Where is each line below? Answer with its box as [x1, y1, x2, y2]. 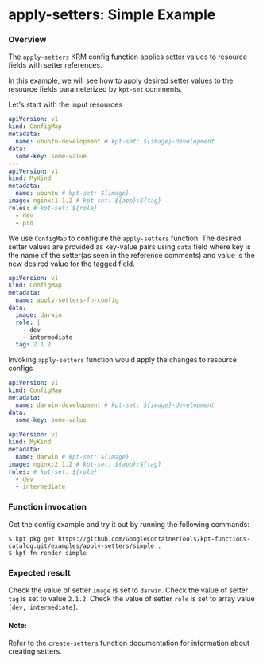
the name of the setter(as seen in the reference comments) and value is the [8, 250, 256, 260]
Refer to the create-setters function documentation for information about [8, 639, 250, 648]
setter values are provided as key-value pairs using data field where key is [8, 241, 252, 252]
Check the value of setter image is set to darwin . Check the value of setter [8, 585, 249, 595]
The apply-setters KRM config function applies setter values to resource [8, 52, 248, 61]
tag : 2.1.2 [15, 341, 52, 349]
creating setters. [8, 646, 62, 656]
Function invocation [8, 502, 87, 513]
